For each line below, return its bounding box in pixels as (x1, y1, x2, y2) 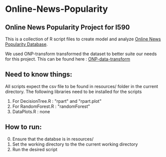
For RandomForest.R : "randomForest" (12, 103, 90, 109)
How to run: (5, 123, 42, 131)
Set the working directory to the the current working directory (12, 141, 138, 147)
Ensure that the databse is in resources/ (12, 136, 94, 142)
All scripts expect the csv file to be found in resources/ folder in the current (5, 83, 158, 89)
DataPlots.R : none (12, 108, 50, 114)
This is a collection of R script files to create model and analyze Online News (5, 36, 161, 42)
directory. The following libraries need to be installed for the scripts (5, 89, 142, 94)
